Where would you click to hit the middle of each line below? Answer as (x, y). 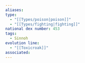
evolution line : (22, 43)
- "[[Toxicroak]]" (29, 48)
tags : (11, 34)
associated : (18, 52)
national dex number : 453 (32, 29)
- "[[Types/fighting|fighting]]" (45, 24)
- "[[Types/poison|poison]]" (40, 19)
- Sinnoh (19, 39)
